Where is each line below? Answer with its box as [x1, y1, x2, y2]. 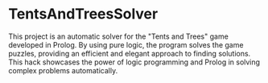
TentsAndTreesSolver [8, 5, 159, 23]
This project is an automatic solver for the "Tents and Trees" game [8, 31, 229, 41]
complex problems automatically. [8, 65, 118, 75]
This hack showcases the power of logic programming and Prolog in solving [8, 57, 260, 67]
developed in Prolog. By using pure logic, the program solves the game [8, 39, 244, 49]
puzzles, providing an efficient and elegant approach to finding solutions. [8, 48, 251, 58]
